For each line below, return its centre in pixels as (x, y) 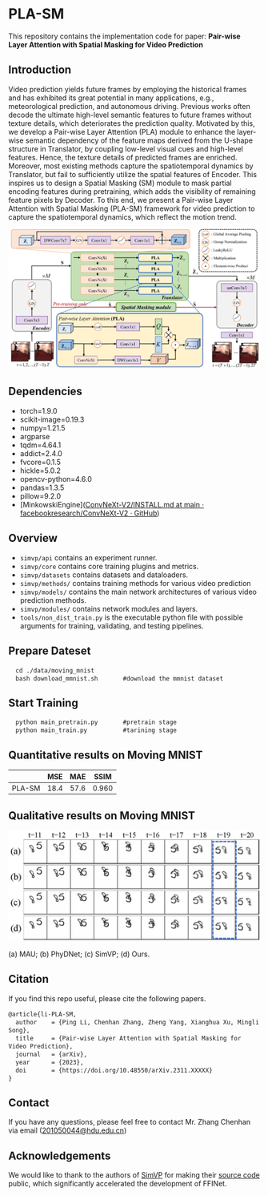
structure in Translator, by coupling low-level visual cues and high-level (126, 148)
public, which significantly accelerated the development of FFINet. (118, 1184)
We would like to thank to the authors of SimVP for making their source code (134, 1175)
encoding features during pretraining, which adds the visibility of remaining (132, 191)
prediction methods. (53, 600)
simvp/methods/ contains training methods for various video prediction (135, 583)
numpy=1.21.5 (42, 428)
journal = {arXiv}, (52, 1054)
